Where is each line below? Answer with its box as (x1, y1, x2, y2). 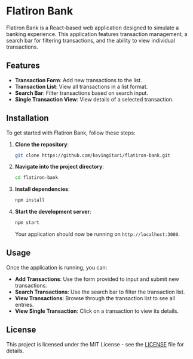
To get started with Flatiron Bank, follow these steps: (6, 129, 136, 136)
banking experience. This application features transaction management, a (6, 30, 188, 37)
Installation (6, 113, 49, 124)
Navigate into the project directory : (14, 163, 105, 170)
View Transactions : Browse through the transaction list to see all (14, 294, 175, 301)
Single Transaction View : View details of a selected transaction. (14, 95, 174, 103)
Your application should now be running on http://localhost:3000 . (14, 231, 180, 238)
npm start (14, 220, 40, 226)
